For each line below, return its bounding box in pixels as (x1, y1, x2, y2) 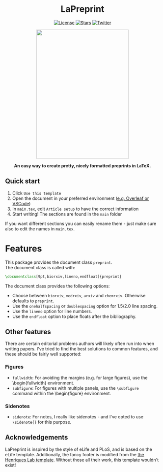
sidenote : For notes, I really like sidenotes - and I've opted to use (12, 413, 144, 419)
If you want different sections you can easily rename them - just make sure (5, 220, 157, 226)
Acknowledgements (5, 433, 68, 441)
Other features (5, 327, 51, 336)
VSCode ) (12, 200, 31, 206)
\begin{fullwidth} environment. (12, 380, 75, 386)
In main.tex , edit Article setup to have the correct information (12, 206, 139, 212)
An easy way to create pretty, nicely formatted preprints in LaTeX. (14, 162, 151, 168)
